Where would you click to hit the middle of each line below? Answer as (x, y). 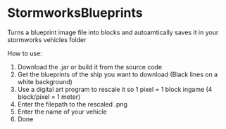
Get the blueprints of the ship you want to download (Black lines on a (118, 74)
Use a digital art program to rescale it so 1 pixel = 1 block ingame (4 (115, 89)
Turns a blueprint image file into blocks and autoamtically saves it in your (113, 32)
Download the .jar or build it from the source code (90, 67)
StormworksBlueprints (75, 13)
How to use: (25, 53)
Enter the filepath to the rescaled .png (73, 104)
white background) (45, 81)
